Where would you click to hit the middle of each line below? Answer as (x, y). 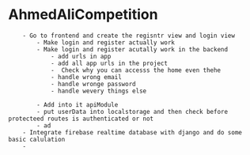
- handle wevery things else (98, 91)
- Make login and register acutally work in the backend (132, 49)
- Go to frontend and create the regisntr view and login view (129, 36)
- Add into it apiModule (78, 104)
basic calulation (37, 139)
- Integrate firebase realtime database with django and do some (133, 132)
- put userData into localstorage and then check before (132, 112)
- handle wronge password (93, 84)
